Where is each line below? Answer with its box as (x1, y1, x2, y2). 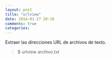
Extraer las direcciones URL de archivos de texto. (5, 39, 107, 45)
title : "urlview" (5, 12, 41, 17)
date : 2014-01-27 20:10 (5, 16, 55, 21)
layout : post (5, 7, 32, 12)
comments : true (5, 21, 37, 26)
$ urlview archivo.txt (17, 49, 60, 55)
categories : (5, 26, 30, 31)
